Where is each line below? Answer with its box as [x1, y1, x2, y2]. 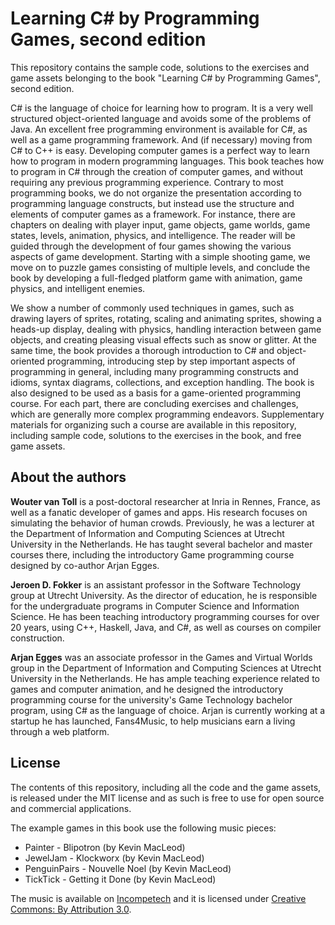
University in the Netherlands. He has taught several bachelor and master [10, 538, 313, 550]
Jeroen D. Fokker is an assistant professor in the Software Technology [10, 578, 302, 591]
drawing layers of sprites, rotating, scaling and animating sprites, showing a [10, 312, 322, 324]
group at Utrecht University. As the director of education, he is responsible [10, 589, 318, 601]
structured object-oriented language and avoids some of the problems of [10, 112, 312, 124]
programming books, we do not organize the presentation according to [10, 187, 302, 199]
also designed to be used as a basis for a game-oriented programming [10, 387, 302, 399]
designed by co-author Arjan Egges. [10, 559, 160, 571]
